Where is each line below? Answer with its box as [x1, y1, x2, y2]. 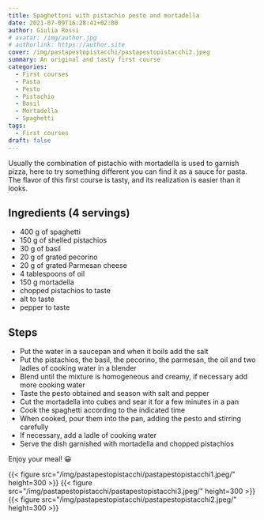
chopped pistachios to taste [19, 286, 111, 296]
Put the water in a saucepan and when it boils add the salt [19, 347, 209, 356]
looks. [8, 183, 28, 193]
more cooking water [19, 380, 85, 390]
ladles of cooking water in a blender [19, 364, 137, 373]
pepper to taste [19, 303, 70, 312]
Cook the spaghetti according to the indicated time [19, 405, 186, 415]
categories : [8, 63, 47, 71]
